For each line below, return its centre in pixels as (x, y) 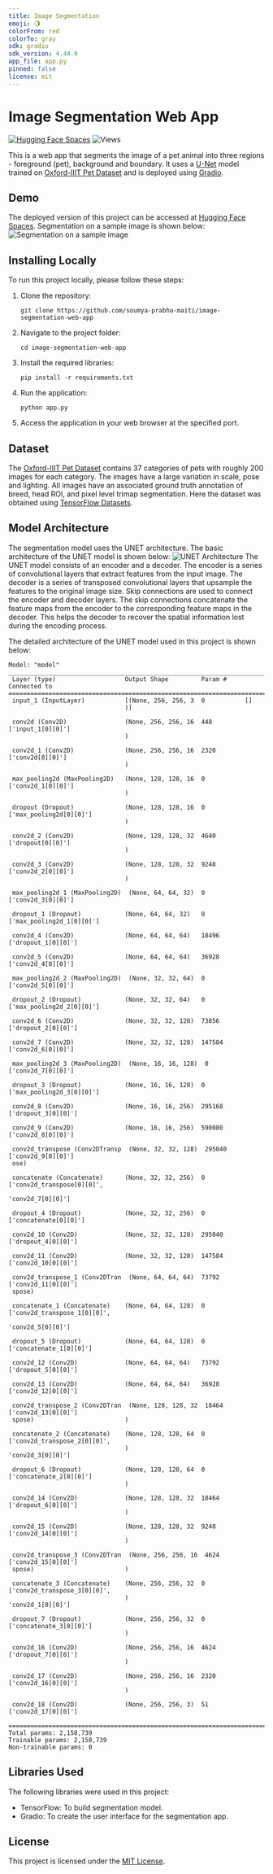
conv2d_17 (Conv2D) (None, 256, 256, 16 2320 (114, 1676)
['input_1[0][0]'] (39, 729)
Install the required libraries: (67, 363)
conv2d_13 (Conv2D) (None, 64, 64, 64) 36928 (116, 1384)
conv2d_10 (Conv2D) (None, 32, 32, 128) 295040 (117, 1234)
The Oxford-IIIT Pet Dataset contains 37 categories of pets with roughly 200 (136, 468)
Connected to (30, 686)
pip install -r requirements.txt (77, 378)
